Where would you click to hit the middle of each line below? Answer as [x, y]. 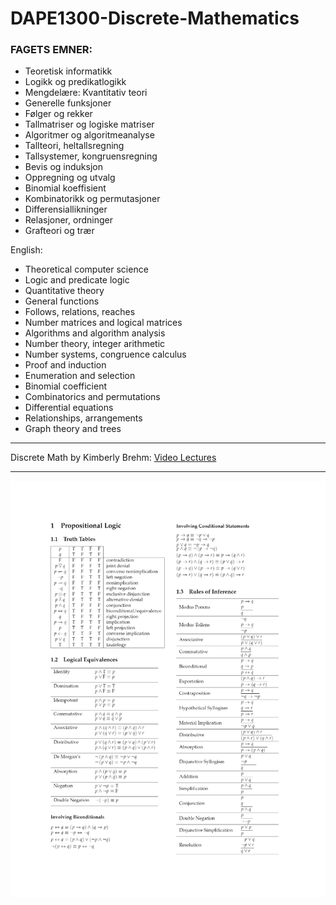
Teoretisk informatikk [68, 71]
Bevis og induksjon [63, 167]
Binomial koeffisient [65, 188]
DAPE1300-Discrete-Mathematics [155, 18]
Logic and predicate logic [77, 280]
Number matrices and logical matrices [103, 323]
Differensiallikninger [66, 209]
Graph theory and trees [73, 429]
